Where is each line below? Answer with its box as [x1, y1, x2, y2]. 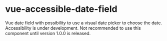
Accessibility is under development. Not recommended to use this [5, 25, 141, 31]
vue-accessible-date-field [5, 3, 117, 15]
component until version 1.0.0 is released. [5, 30, 91, 36]
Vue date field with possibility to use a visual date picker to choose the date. [5, 20, 162, 26]
